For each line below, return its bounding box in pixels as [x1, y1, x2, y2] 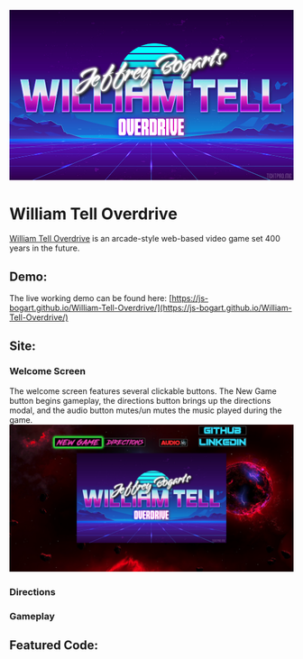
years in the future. [9, 243, 80, 253]
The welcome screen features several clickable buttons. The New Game [9, 385, 277, 397]
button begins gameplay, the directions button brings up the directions [9, 395, 271, 406]
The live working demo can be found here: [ [9, 293, 172, 304]
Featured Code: [9, 637, 99, 653]
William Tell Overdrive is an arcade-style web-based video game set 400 [9, 233, 281, 244]
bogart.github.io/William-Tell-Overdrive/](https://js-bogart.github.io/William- [9, 303, 292, 314]
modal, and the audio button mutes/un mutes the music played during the [9, 405, 282, 416]
